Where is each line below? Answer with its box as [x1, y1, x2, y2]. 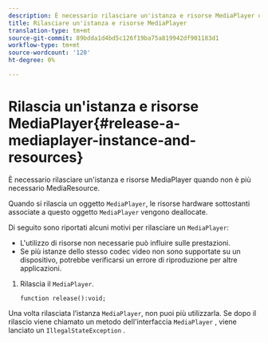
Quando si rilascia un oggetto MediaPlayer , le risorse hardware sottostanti [8, 199, 250, 208]
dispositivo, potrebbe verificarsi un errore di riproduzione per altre [19, 254, 238, 264]
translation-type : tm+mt [8, 26, 91, 34]
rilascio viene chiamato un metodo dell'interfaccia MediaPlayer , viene [8, 317, 238, 326]
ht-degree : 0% [8, 57, 56, 65]
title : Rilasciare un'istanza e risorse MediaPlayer [8, 19, 187, 27]
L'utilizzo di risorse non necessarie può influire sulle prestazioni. [19, 238, 231, 247]
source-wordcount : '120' [8, 49, 91, 57]
